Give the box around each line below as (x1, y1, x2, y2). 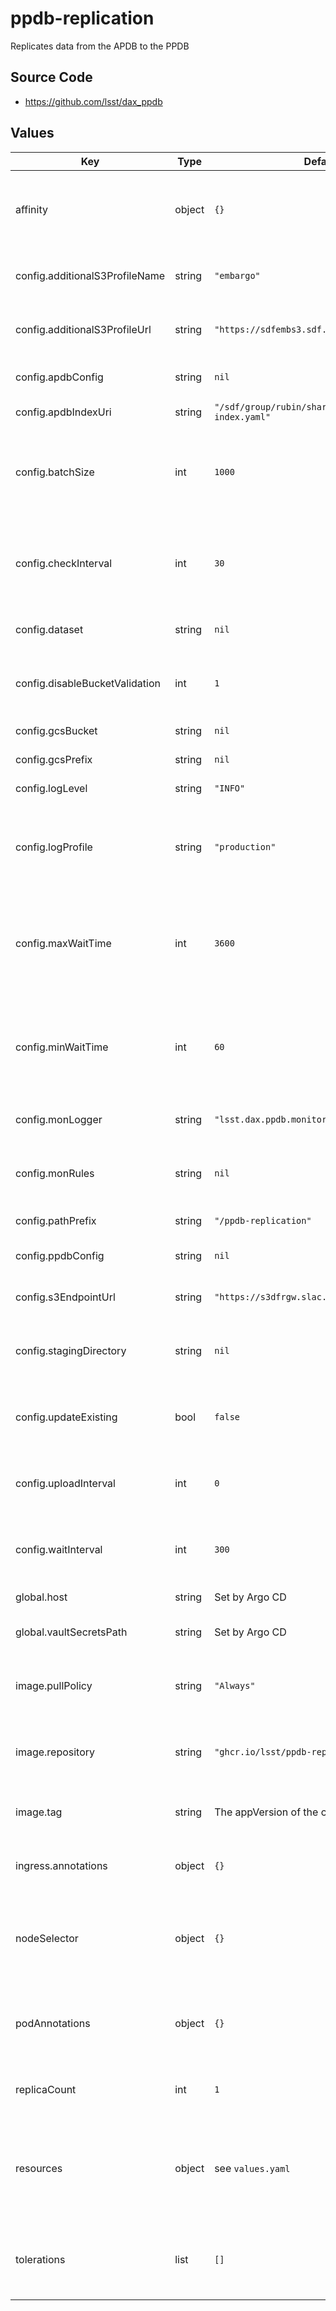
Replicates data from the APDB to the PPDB (10, 40, 190, 52)
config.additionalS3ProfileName (15, 268, 166, 282)
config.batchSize (15, 465, 95, 479)
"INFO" (214, 782, 246, 794)
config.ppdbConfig (15, 1248, 105, 1262)
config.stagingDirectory (15, 1343, 127, 1357)
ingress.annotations (15, 1858, 108, 1872)
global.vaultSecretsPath (15, 1625, 128, 1639)
